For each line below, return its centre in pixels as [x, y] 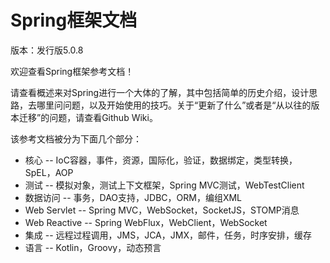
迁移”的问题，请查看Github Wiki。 [88, 117]
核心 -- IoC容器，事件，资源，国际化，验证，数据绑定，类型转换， [161, 160]
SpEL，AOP [49, 172]
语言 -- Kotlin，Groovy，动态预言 [93, 247]
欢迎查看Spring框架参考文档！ [72, 71]
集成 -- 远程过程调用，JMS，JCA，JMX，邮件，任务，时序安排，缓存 [168, 235]
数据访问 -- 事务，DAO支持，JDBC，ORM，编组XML [133, 197]
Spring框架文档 [74, 20]
